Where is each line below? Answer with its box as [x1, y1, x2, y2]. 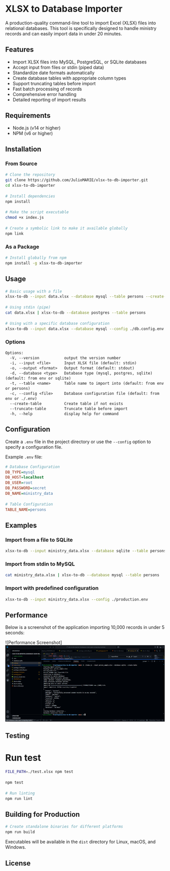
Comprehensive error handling [12, 91, 77, 97]
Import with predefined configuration [5, 585, 99, 592]
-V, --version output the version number [10, 355, 121, 360]
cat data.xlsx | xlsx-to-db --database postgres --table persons [5, 310, 146, 315]
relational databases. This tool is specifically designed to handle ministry [5, 25, 157, 31]
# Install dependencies [5, 193, 56, 198]
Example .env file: [5, 454, 42, 460]
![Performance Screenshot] [5, 640, 62, 646]
